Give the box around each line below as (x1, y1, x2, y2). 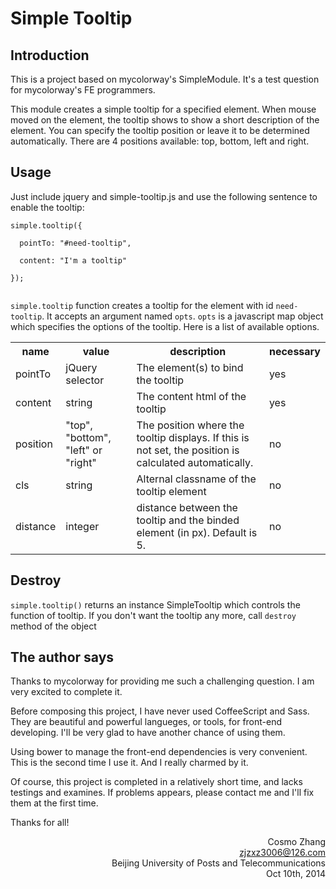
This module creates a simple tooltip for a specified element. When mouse (10, 103, 317, 115)
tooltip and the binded (136, 513, 240, 527)
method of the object (10, 620, 97, 632)
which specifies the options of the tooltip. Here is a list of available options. (10, 320, 320, 332)
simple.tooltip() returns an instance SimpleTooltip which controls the (10, 598, 301, 611)
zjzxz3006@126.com (239, 847, 326, 859)
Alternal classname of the (136, 472, 257, 486)
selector (65, 373, 105, 387)
